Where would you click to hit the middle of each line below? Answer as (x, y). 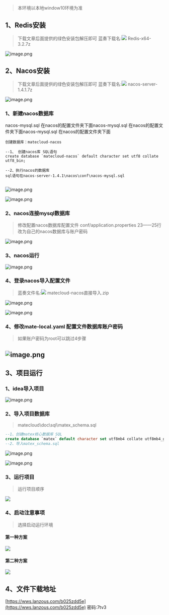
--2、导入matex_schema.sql (32, 444)
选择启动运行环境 (35, 525)
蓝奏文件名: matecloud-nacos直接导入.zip (63, 293)
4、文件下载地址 (31, 589)
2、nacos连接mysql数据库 (38, 213)
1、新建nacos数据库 (29, 113)
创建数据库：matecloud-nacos (33, 142)
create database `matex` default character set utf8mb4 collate (74, 439)
